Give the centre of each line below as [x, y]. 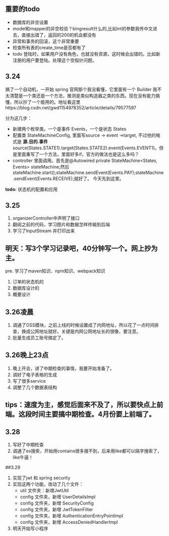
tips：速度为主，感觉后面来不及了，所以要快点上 [81, 405]
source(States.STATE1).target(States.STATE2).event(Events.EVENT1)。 [86, 148]
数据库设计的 [26, 288]
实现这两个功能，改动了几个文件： [48, 484]
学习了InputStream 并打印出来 [44, 231]
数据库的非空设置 [30, 22]
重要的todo [23, 9]
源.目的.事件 [35, 141]
